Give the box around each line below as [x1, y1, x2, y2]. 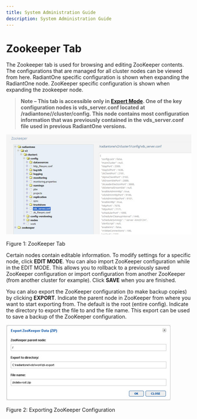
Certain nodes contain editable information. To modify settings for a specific [6, 252, 191, 259]
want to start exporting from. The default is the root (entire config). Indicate [6, 301, 189, 308]
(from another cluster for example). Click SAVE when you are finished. [6, 277, 176, 283]
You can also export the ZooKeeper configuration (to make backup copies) [6, 288, 187, 295]
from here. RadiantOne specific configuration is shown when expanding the [6, 74, 189, 81]
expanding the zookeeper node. [6, 86, 84, 94]
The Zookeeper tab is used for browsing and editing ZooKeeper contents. [6, 61, 184, 68]
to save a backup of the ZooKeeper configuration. [6, 313, 127, 320]
